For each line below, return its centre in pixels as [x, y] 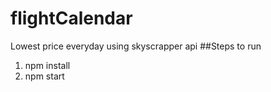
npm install [47, 65]
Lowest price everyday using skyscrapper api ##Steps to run [136, 46]
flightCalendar [71, 18]
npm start [44, 76]
